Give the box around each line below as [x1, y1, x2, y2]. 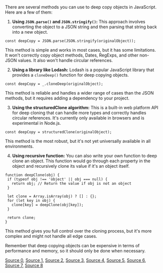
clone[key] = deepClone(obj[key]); [11, 202, 84, 207]
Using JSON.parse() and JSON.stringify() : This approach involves [12, 19, 145, 24]
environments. [5, 143, 34, 149]
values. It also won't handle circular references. [18, 58, 113, 63]
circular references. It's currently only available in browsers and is [12, 115, 145, 121]
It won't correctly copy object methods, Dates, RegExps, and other [5, 52, 139, 58]
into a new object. [12, 29, 48, 35]
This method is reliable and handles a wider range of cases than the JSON [5, 90, 154, 96]
